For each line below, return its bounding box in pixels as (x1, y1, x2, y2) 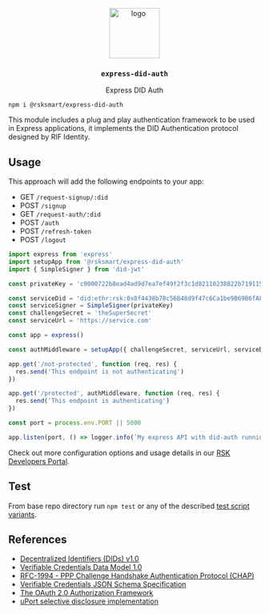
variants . (8, 510, 38, 519)
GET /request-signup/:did (19, 193, 108, 202)
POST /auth (19, 218, 60, 228)
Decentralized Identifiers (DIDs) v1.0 (19, 554, 139, 563)
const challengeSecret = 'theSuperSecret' (8, 309, 152, 317)
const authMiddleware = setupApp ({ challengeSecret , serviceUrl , (8, 345, 231, 353)
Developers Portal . (8, 456, 70, 466)
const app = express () (8, 331, 84, 340)
